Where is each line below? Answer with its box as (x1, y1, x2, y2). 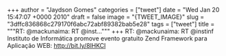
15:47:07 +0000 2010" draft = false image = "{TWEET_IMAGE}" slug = (7, 13, 205, 21)
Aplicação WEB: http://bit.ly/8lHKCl (7, 42, 106, 49)
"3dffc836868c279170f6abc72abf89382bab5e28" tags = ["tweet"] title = (7, 20, 215, 28)
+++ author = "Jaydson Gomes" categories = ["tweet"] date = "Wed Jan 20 (7, 6, 220, 13)
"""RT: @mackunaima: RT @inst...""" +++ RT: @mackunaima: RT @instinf (7, 27, 214, 35)
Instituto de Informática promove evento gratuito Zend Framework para (7, 34, 208, 43)
